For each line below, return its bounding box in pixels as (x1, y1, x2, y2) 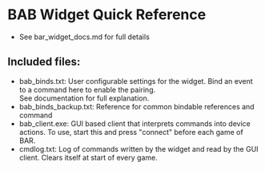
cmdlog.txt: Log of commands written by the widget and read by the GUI (18, 144, 259, 153)
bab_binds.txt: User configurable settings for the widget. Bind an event (18, 76, 253, 85)
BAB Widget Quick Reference (7, 6, 207, 24)
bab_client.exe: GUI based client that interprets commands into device (18, 118, 251, 128)
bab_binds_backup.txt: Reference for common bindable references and (18, 101, 255, 111)
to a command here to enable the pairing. (18, 85, 156, 94)
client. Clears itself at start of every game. (18, 152, 158, 162)
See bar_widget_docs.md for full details (18, 32, 150, 42)
